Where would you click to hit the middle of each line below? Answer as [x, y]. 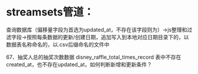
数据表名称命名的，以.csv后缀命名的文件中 [58, 44]
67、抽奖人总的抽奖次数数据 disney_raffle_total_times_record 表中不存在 [94, 57]
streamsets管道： [50, 12]
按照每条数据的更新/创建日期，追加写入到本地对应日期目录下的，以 [108, 37]
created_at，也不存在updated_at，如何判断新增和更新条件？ [79, 64]
